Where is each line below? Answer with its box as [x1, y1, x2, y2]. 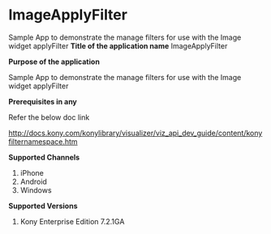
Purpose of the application [8, 57, 100, 66]
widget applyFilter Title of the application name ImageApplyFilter [8, 40, 228, 50]
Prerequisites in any [8, 96, 77, 106]
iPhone [19, 168, 45, 177]
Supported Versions [8, 201, 78, 211]
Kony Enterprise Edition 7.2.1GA [19, 216, 125, 226]
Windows [19, 185, 52, 195]
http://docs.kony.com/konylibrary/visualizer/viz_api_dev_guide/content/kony [8, 128, 263, 138]
